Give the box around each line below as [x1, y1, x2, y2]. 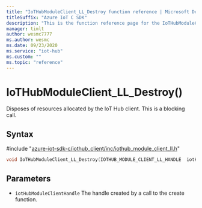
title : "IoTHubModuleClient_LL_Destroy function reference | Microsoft [6, 8, 189, 15]
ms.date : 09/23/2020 [6, 43, 58, 49]
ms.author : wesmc [6, 37, 50, 43]
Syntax [6, 129, 34, 139]
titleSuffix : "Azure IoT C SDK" [6, 14, 87, 20]
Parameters [6, 173, 51, 184]
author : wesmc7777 [6, 31, 52, 37]
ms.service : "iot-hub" [6, 48, 63, 54]
